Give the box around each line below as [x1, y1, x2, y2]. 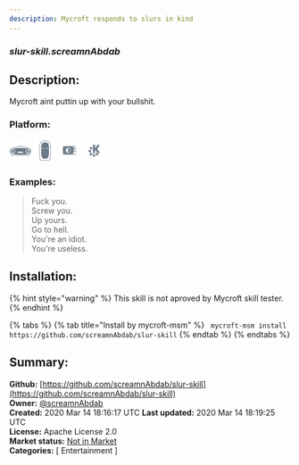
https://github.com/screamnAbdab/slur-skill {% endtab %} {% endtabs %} [9, 328, 291, 339]
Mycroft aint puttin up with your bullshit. [9, 96, 156, 107]
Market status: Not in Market [9, 436, 118, 446]
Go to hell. [30, 224, 70, 235]
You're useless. [30, 243, 88, 253]
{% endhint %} [9, 302, 64, 312]
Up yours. [30, 214, 68, 225]
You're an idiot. [30, 233, 87, 245]
